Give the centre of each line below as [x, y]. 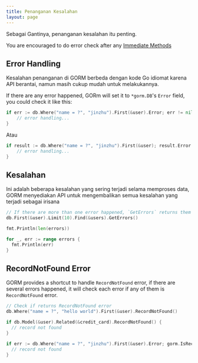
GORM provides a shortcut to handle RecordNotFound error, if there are [91, 283]
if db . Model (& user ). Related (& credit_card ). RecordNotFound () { [84, 322]
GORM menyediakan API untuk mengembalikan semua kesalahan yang [92, 196]
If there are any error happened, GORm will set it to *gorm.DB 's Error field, [95, 95]
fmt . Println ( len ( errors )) [38, 229]
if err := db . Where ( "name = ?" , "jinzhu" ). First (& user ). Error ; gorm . [93, 344]
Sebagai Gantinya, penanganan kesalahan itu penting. [72, 34]
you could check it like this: [39, 102]
